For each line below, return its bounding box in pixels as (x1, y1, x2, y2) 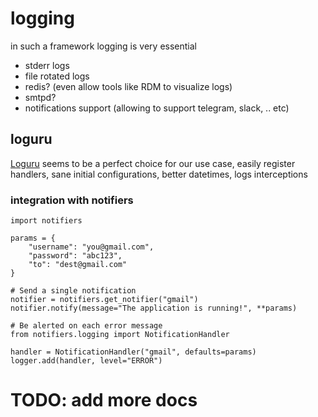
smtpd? (24, 91, 57, 103)
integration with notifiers (10, 193, 134, 207)
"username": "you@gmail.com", (28, 242, 155, 252)
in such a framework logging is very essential (10, 40, 197, 52)
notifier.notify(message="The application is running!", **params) (10, 303, 298, 314)
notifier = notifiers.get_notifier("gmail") (10, 295, 199, 305)
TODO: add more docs (10, 389, 198, 412)
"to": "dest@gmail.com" (28, 260, 128, 270)
